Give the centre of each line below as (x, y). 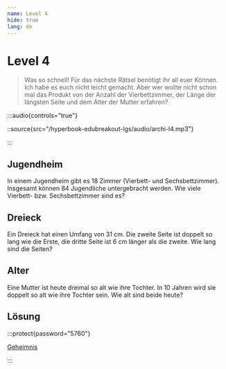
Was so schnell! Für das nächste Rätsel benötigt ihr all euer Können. (121, 80)
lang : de (20, 26)
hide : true (23, 20)
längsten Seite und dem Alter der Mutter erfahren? (96, 102)
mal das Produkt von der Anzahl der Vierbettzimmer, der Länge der (120, 95)
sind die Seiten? (30, 249)
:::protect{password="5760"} (49, 333)
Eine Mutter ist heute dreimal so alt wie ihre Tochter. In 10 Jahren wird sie (112, 287)
